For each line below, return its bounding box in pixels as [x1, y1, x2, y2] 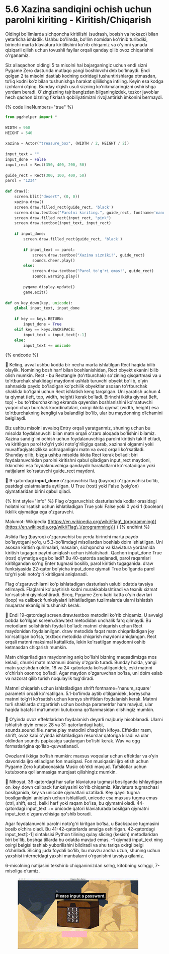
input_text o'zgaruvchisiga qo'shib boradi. [5, 811, 92, 817]
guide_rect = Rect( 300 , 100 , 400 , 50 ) [5, 173, 87, 178]
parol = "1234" [5, 178, 37, 183]
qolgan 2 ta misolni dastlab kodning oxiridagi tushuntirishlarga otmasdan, [5, 73, 157, 79]
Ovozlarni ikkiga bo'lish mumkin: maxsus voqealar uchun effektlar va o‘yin [5, 753, 158, 759]
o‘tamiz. [23, 868, 40, 874]
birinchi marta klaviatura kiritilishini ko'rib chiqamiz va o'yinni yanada [5, 41, 147, 47]
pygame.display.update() [23, 284, 75, 289]
